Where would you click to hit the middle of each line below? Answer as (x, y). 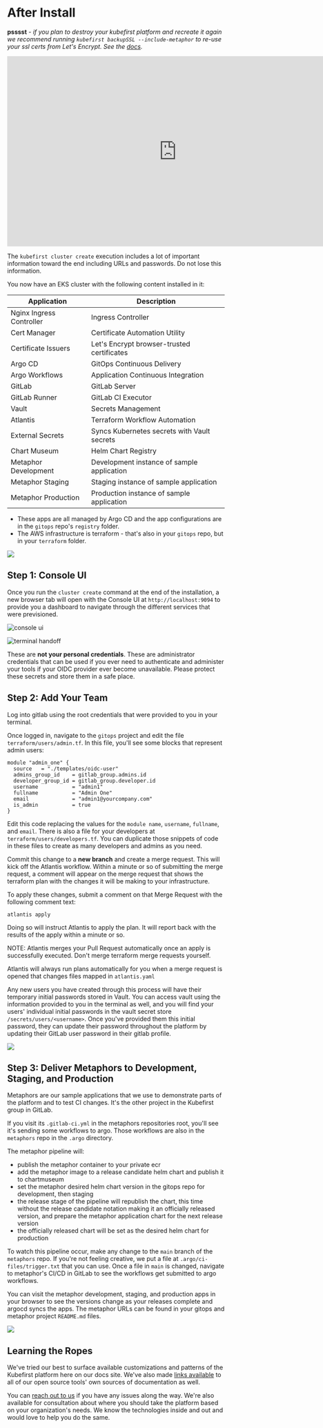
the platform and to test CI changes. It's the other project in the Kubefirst (110, 1103)
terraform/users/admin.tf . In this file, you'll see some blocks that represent (115, 743)
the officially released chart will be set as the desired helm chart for (113, 1231)
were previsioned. (33, 614)
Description (156, 301)
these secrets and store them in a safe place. (71, 676)
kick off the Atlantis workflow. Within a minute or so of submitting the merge (115, 866)
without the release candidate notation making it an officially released (116, 1209)
